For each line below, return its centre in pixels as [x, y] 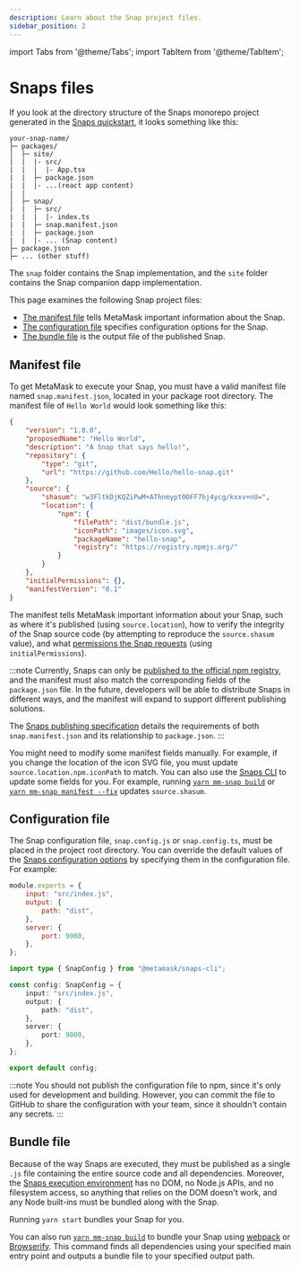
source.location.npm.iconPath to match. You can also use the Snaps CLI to [148, 772]
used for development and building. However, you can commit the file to [142, 1094]
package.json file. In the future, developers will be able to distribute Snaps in [150, 689]
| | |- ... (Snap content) [64, 241]
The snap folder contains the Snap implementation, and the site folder [139, 273]
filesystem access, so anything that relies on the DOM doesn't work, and [143, 1192]
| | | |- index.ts [50, 217]
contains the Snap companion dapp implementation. [106, 283]
